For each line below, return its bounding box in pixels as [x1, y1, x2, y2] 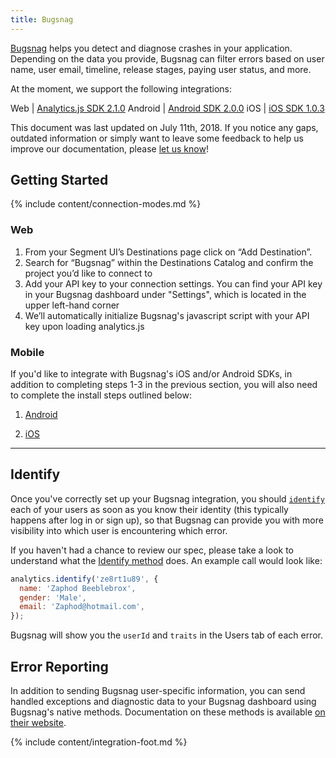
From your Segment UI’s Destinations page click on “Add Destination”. [24, 246, 313, 258]
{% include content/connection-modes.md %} [10, 198, 202, 210]
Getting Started [10, 172, 109, 189]
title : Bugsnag [10, 14, 74, 25]
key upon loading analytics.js [24, 320, 145, 332]
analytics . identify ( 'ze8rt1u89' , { [10, 574, 159, 584]
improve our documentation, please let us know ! [10, 142, 209, 155]
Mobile [10, 345, 45, 359]
